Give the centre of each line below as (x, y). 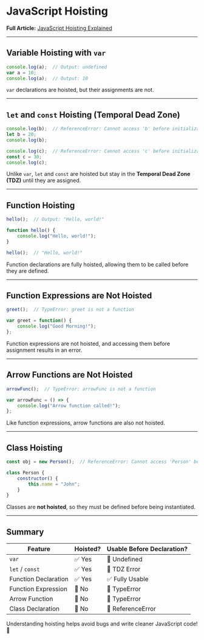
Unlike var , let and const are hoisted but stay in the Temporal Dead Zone (98, 174)
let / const (25, 569)
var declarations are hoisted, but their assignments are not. (80, 90)
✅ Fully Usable (127, 579)
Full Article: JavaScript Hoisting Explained (59, 28)
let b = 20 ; (21, 135)
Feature (39, 549)
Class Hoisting (34, 448)
